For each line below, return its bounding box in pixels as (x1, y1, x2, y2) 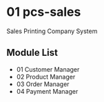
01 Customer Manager (16, 65, 80, 73)
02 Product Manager (16, 72, 76, 81)
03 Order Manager (16, 80, 70, 88)
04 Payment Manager (16, 87, 79, 95)
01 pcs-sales (6, 4, 81, 20)
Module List (6, 47, 58, 59)
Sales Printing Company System (6, 27, 98, 35)
